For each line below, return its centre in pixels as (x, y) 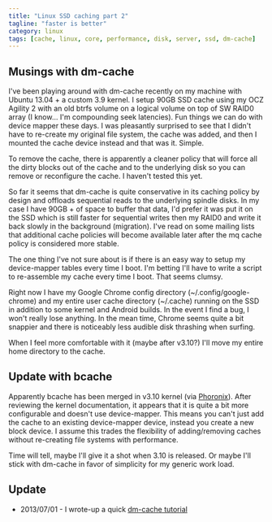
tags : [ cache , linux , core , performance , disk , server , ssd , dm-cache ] (132, 39)
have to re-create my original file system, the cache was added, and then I (133, 134)
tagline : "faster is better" (58, 24)
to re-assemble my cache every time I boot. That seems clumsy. (116, 276)
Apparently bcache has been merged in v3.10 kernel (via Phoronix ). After (130, 396)
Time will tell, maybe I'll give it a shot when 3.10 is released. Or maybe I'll (130, 455)
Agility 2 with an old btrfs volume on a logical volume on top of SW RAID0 (131, 109)
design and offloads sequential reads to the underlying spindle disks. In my (134, 201)
